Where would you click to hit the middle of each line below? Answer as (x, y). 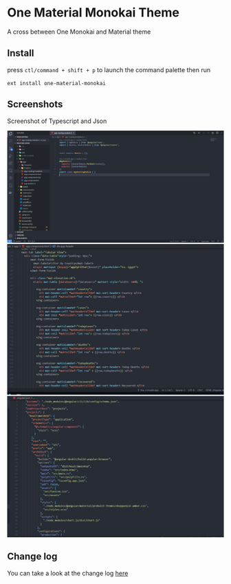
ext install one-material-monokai (57, 83)
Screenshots (35, 104)
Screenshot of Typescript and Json (57, 121)
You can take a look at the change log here (68, 573)
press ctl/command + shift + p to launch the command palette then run (109, 69)
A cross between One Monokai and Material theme (79, 32)
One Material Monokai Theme (93, 13)
